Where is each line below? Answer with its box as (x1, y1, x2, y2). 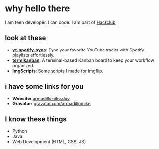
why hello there (5, 3, 70, 14)
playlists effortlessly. (12, 52, 54, 58)
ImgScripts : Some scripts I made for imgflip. (12, 68, 103, 74)
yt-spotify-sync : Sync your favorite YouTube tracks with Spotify (12, 47, 145, 52)
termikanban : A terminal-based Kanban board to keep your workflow (12, 57, 155, 63)
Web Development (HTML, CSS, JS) (12, 139, 86, 145)
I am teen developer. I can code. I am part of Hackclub (5, 19, 116, 25)
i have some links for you (5, 82, 84, 91)
